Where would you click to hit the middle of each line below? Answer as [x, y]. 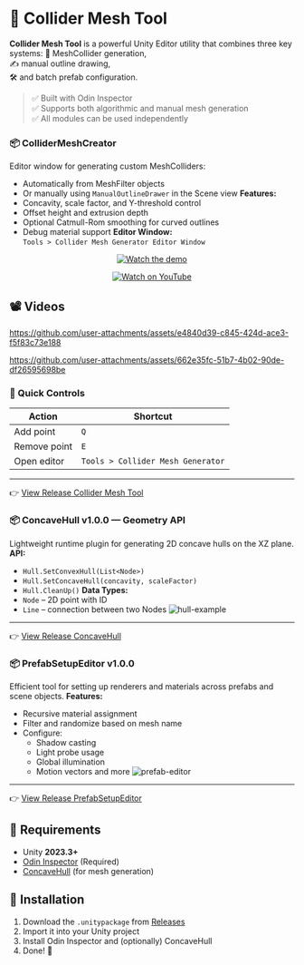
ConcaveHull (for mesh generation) [88, 871]
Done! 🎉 [37, 950]
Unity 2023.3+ [50, 852]
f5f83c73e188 [35, 343]
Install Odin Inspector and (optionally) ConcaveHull [117, 941]
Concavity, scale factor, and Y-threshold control [112, 203]
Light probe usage [70, 752]
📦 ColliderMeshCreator [63, 142]
